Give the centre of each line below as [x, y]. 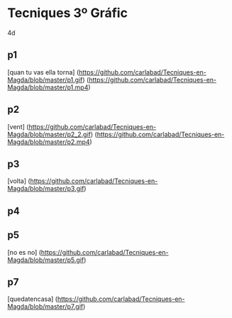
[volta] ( [19, 181]
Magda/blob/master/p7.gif [45, 307]
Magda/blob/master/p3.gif [46, 189]
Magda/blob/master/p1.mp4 [48, 87]
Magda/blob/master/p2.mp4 [49, 142]
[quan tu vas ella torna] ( [43, 72]
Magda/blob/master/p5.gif [46, 260]
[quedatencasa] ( [33, 299]
